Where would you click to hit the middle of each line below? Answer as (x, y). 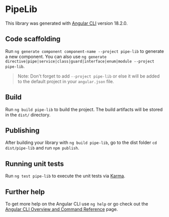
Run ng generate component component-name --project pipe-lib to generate (84, 51)
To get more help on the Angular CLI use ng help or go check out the (77, 204)
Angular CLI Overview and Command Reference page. (62, 209)
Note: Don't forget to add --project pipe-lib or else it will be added (89, 76)
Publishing (22, 130)
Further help (25, 192)
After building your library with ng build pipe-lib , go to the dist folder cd (81, 142)
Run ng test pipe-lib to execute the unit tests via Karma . (65, 176)
